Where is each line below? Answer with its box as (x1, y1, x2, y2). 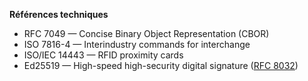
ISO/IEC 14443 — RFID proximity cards (23, 49, 184, 61)
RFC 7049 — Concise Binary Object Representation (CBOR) (23, 28, 270, 39)
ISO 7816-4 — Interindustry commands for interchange (23, 39, 251, 50)
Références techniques (9, 9, 109, 20)
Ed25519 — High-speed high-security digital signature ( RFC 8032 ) (23, 60, 299, 71)
